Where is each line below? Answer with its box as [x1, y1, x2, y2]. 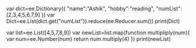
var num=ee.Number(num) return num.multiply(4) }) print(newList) [6, 36, 171, 42]
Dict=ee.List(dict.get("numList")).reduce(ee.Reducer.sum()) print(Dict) [6, 18, 180, 24]
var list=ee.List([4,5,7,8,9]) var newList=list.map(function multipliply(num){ [6, 29, 191, 36]
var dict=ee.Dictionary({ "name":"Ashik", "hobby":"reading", [6, 5, 155, 12]
